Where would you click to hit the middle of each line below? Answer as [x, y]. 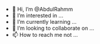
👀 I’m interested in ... [38, 15]
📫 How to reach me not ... [45, 35]
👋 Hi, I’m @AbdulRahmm [42, 9]
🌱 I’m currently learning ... [44, 22]
